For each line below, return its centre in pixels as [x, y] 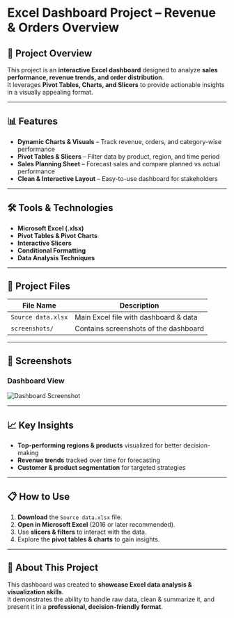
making [28, 452]
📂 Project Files [39, 286]
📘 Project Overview [50, 53]
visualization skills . [36, 592]
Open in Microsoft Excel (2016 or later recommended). [96, 524]
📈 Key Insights [41, 425]
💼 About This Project [53, 568]
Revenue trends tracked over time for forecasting [88, 460]
